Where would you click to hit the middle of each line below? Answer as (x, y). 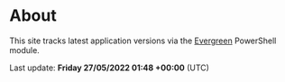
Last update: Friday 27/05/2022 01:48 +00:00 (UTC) (110, 68)
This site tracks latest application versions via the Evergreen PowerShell (143, 41)
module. (25, 50)
